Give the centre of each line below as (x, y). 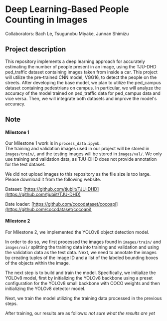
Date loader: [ (19, 204)
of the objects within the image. (38, 263)
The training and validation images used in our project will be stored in (77, 149)
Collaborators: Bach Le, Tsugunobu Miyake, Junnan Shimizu (67, 33)
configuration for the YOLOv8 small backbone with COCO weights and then (83, 283)
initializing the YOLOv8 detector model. (45, 289)
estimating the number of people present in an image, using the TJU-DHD (81, 66)
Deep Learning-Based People (67, 9)
